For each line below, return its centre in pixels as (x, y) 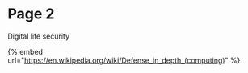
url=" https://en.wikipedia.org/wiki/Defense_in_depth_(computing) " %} (124, 60)
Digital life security (39, 36)
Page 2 (31, 14)
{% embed (25, 51)
